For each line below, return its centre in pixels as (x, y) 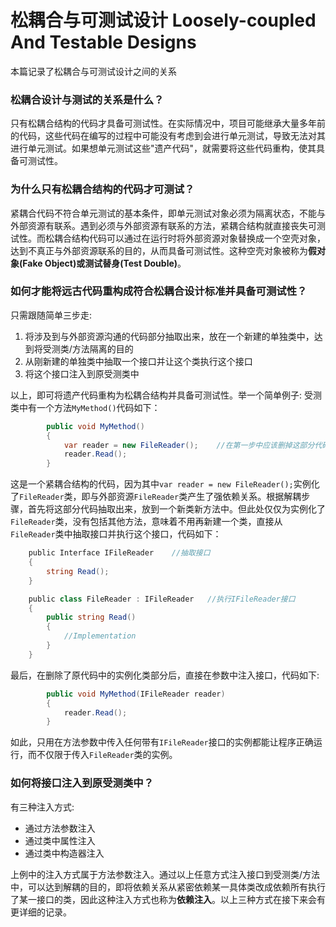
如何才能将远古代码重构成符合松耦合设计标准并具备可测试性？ (159, 291)
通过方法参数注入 (60, 828)
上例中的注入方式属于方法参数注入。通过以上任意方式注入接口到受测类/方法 (165, 874)
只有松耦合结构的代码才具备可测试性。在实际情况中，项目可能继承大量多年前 (168, 123)
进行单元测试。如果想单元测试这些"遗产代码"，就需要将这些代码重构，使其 (163, 148)
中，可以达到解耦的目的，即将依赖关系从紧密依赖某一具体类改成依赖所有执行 (168, 887)
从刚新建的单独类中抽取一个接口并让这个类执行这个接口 (138, 361)
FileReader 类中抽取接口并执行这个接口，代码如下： (116, 534)
